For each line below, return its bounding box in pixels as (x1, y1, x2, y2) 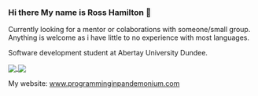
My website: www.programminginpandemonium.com (8, 79, 180, 88)
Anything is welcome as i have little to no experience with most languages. (8, 33, 250, 42)
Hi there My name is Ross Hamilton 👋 (8, 7, 152, 18)
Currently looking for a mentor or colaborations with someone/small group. (8, 25, 251, 34)
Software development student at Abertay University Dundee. (8, 48, 208, 58)
